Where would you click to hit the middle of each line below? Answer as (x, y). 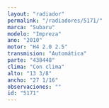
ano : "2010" (25, 40)
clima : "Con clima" (36, 67)
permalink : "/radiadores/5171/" (55, 21)
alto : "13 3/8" (30, 73)
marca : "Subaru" (31, 27)
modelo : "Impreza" (34, 34)
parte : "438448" (31, 60)
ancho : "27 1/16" (33, 80)
